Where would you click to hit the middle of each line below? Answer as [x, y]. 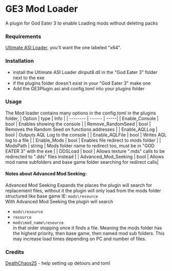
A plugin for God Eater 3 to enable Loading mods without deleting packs [82, 23]
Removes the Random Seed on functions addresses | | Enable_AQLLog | [81, 129]
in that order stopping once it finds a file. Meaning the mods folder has [87, 228]
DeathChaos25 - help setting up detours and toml [58, 263]
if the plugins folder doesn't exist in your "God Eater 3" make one [82, 83]
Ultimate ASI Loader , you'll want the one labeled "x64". [63, 48]
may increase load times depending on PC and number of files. [79, 239]
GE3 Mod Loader [42, 9]
